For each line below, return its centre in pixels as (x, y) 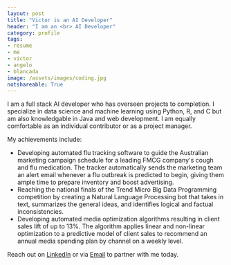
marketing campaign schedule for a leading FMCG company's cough (115, 161)
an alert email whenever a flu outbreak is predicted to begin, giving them (121, 175)
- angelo (20, 65)
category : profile (34, 33)
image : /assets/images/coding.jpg (57, 78)
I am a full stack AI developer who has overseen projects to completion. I (111, 104)
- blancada (23, 71)
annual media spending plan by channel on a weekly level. (100, 241)
